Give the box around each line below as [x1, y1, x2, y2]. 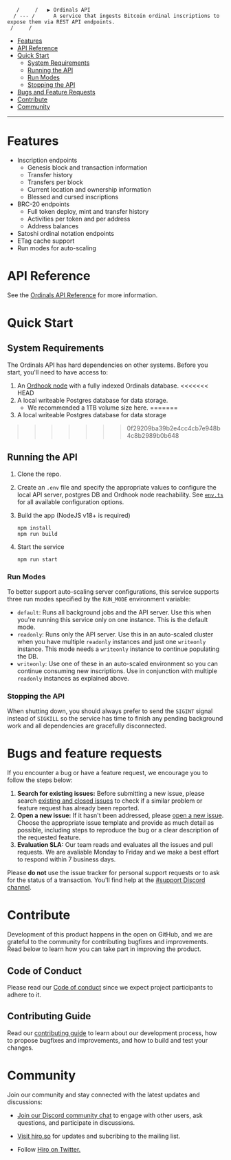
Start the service [16, 542, 65, 551]
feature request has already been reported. [16, 804, 140, 812]
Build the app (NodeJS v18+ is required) [16, 511, 131, 519]
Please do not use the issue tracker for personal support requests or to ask [7, 869, 220, 877]
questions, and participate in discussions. [16, 1118, 135, 1127]
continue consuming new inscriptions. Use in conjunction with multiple [16, 666, 218, 675]
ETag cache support [16, 237, 75, 245]
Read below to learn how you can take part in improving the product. [7, 945, 201, 953]
